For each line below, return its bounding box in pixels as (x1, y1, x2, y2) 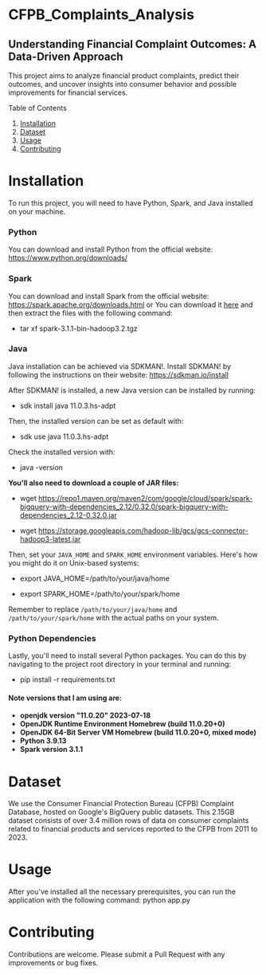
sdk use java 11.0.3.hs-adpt (19, 432, 109, 441)
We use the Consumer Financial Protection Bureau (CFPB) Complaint (8, 799, 234, 809)
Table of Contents (8, 104, 68, 112)
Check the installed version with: (8, 447, 115, 456)
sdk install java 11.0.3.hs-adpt (19, 401, 116, 410)
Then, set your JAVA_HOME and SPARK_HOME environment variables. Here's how (8, 550, 259, 559)
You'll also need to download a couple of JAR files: (8, 478, 179, 487)
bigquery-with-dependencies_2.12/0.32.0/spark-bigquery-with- (19, 502, 229, 511)
